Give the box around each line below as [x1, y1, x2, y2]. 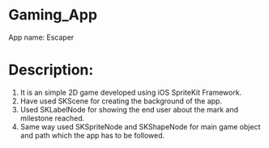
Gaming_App [8, 6, 98, 24]
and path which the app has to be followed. [19, 130, 165, 140]
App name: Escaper [8, 32, 75, 42]
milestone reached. [19, 113, 85, 123]
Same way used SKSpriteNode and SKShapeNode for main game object [19, 121, 261, 131]
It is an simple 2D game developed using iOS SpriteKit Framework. [19, 87, 242, 97]
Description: [8, 61, 94, 79]
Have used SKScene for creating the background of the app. [19, 95, 223, 106]
